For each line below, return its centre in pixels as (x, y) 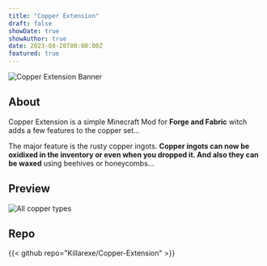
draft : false (30, 24)
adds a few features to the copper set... (74, 130)
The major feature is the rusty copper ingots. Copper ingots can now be (129, 146)
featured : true (34, 54)
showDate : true (34, 31)
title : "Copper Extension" (54, 16)
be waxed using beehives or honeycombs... (81, 163)
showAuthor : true (38, 39)
